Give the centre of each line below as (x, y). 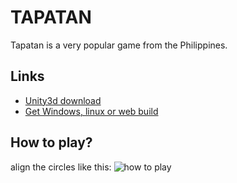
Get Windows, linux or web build (91, 111)
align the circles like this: (61, 167)
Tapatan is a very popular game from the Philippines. (119, 45)
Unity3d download (63, 100)
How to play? (51, 142)
